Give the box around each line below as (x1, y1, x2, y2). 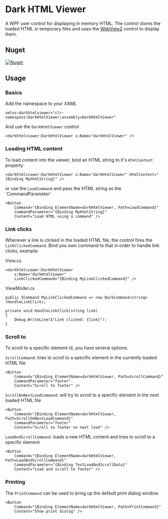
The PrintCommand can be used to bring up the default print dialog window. (5, 490, 159, 496)
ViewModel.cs (5, 285, 35, 291)
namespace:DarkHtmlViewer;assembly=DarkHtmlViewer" (5, 115, 116, 120)
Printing (5, 478, 25, 486)
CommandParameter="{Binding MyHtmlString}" (14, 209, 107, 214)
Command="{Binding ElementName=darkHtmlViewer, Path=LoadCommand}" (14, 205, 159, 210)
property (5, 162, 24, 168)
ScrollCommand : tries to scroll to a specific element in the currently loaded (5, 355, 157, 361)
